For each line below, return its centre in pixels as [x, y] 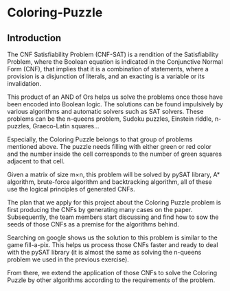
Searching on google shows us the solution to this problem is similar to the [112, 237]
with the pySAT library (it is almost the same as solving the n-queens [104, 252]
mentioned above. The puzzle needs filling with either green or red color [109, 147]
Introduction [34, 38]
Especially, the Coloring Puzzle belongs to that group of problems [100, 139]
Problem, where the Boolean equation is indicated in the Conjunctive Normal [115, 62]
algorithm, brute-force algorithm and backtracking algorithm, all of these [110, 182]
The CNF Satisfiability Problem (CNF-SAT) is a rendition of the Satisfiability [113, 54]
